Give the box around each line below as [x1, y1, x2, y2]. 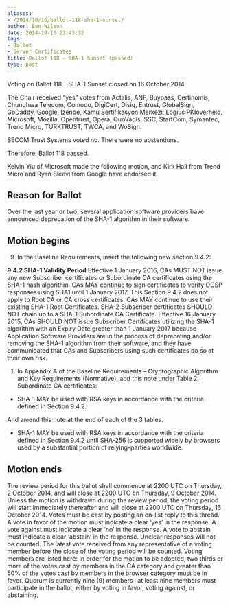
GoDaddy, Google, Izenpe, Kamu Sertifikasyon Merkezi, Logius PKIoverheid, [7, 108, 223, 116]
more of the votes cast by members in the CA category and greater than [7, 562, 211, 570]
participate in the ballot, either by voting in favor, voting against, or [7, 584, 195, 592]
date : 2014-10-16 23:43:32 [7, 29, 84, 36]
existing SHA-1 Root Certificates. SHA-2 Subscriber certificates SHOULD [7, 303, 213, 311]
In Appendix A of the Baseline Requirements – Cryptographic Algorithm [16, 367, 218, 375]
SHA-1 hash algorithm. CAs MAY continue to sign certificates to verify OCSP [7, 281, 223, 289]
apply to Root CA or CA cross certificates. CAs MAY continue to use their [7, 296, 214, 304]
